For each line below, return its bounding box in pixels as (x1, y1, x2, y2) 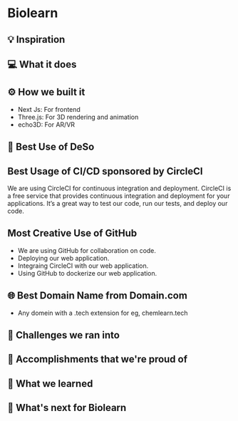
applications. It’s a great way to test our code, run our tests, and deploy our (7, 199, 228, 207)
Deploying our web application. (17, 254, 110, 262)
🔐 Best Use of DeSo (7, 141, 95, 153)
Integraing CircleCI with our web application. (17, 261, 149, 270)
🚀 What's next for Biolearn (7, 402, 127, 414)
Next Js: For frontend (17, 105, 81, 113)
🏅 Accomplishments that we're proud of (7, 353, 187, 365)
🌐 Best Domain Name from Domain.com (7, 290, 187, 302)
